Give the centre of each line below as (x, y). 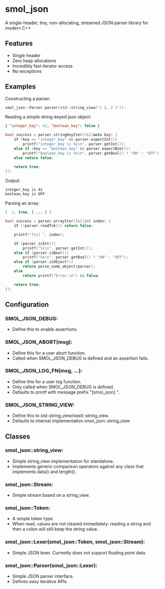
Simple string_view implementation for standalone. (63, 461)
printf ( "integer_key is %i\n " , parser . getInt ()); (74, 144)
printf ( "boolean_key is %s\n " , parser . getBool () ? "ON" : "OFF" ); (92, 153)
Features (19, 44)
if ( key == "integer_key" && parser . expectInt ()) (66, 140)
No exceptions (27, 71)
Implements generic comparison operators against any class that (78, 466)
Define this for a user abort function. (49, 353)
